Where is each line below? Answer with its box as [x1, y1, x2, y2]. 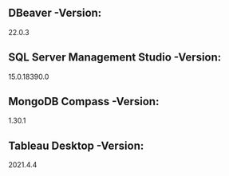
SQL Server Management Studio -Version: [8, 51, 222, 65]
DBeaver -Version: [8, 6, 102, 20]
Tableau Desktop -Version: [8, 139, 144, 152]
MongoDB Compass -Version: [8, 95, 160, 108]
